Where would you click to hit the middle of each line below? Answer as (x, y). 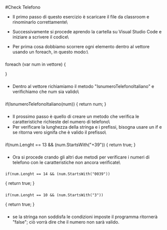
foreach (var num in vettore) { (36, 64)
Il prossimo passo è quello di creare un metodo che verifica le (76, 116)
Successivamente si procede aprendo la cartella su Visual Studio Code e (87, 32)
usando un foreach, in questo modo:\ (50, 52)
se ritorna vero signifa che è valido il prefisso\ (59, 132)
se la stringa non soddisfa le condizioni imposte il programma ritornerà (85, 217)
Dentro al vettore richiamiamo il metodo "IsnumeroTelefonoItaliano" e (83, 86)
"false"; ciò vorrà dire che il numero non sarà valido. (66, 222)
